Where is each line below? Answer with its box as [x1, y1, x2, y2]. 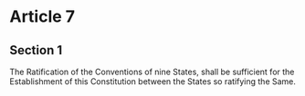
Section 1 [9, 43, 62, 58]
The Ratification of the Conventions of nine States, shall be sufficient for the [9, 66, 295, 77]
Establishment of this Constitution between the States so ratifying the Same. [9, 76, 297, 87]
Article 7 [9, 6, 76, 27]
